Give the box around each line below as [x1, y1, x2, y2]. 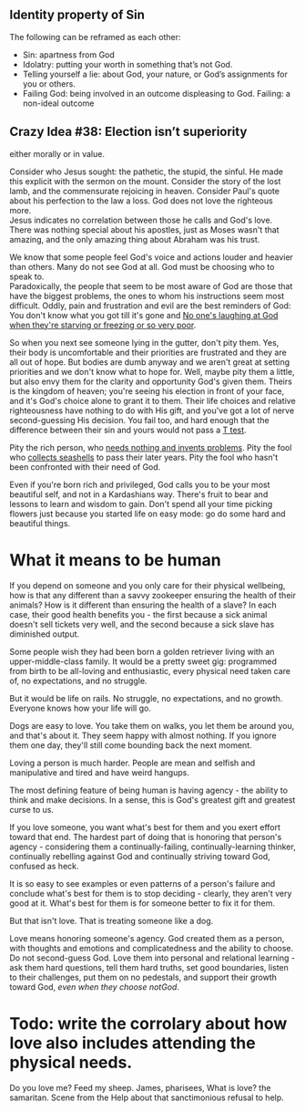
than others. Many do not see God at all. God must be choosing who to [9, 261, 275, 272]
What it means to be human [9, 549, 221, 570]
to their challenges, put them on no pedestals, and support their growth [9, 972, 278, 982]
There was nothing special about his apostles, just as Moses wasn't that [9, 223, 280, 235]
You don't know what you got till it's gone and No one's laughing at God [9, 309, 279, 320]
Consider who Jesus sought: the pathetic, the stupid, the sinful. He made [9, 166, 284, 177]
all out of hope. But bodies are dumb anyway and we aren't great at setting [9, 356, 290, 368]
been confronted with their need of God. [9, 461, 161, 473]
